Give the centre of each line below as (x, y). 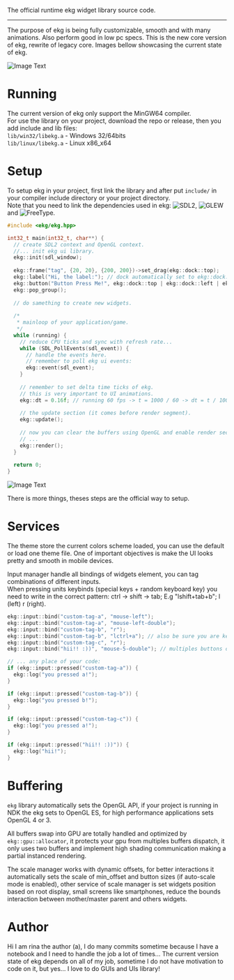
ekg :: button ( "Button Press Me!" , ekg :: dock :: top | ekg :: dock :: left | (116, 283)
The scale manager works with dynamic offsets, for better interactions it (111, 869)
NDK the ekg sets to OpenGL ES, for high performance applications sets (110, 813)
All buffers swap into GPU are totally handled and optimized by (97, 834)
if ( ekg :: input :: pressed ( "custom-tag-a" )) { (73, 668)
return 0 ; (28, 465)
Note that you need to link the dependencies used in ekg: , (102, 205)
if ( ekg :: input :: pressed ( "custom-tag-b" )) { (73, 693)
